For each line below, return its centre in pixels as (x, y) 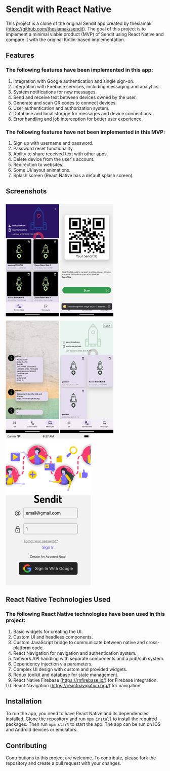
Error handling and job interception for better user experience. (78, 119)
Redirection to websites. (38, 164)
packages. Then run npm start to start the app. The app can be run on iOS (83, 724)
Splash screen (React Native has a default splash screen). (73, 175)
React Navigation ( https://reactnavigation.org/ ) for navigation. (77, 685)
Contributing (26, 745)
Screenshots (26, 191)
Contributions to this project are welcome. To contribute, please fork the (81, 758)
